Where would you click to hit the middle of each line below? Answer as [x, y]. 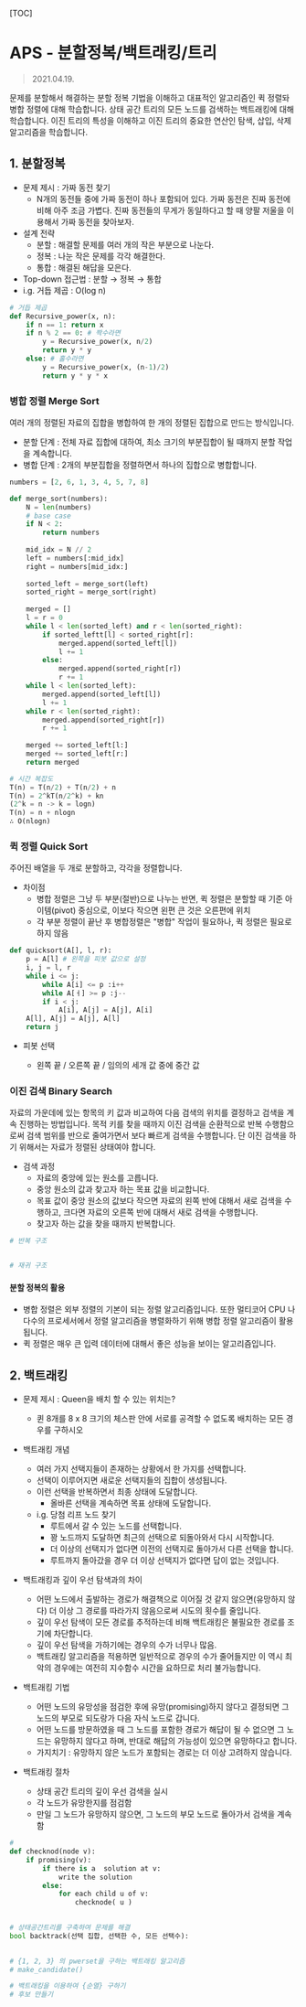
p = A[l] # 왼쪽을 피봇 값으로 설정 [86, 960]
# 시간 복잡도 [32, 778]
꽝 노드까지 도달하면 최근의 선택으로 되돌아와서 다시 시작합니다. [162, 1538]
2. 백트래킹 [39, 1375]
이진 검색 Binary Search [61, 1091]
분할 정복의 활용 [37, 1287]
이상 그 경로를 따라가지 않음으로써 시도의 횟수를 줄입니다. [160, 1611]
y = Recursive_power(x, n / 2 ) [98, 342]
